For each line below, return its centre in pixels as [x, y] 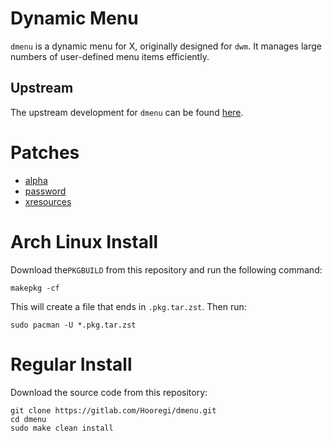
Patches [45, 152]
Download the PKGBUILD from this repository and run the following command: [166, 269]
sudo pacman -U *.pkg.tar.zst [73, 325]
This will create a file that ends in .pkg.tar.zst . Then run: [128, 306]
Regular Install [71, 364]
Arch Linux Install [84, 241]
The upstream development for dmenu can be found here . [127, 112]
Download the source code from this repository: [109, 392]
